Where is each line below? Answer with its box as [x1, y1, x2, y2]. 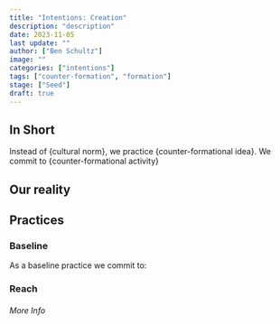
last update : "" [9, 38, 70, 48]
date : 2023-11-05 [9, 30, 75, 39]
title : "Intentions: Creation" [9, 13, 127, 23]
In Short [9, 122, 56, 137]
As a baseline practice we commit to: [9, 260, 147, 271]
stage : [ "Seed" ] [9, 80, 70, 89]
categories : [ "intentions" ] [9, 64, 116, 73]
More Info [9, 304, 46, 316]
